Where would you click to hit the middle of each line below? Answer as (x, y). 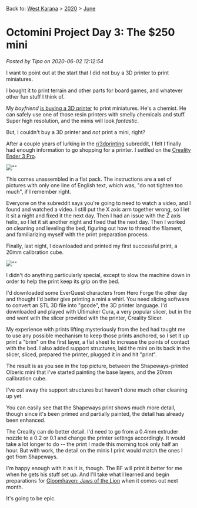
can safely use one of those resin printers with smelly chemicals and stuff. (96, 114)
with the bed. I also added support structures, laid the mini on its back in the (98, 348)
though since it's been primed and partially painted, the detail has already (95, 413)
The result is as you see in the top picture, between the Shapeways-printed (97, 366)
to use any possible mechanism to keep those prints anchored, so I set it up (98, 336)
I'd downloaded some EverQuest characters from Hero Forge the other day (97, 292)
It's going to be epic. (31, 498)
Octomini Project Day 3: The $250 (91, 32)
